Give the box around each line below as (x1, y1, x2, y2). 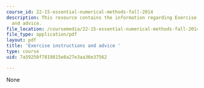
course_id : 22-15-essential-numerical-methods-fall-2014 (6, 8, 154, 15)
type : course (6, 49, 39, 55)
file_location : (6, 25, 45, 32)
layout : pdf (6, 37, 36, 43)
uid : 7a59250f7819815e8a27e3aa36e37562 (6, 54, 107, 60)
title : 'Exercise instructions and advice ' (6, 43, 121, 49)
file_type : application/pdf (6, 32, 78, 38)
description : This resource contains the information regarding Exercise (6, 15, 197, 21)
